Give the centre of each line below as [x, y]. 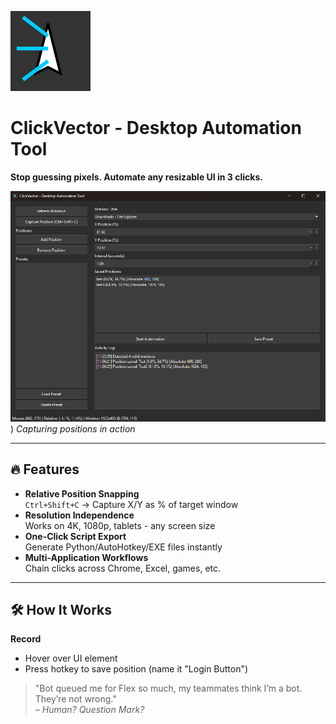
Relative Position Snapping [82, 493]
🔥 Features [45, 469]
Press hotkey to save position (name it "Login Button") [136, 669]
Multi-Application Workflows [86, 557]
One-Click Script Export [75, 536]
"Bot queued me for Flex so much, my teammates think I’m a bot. [168, 688]
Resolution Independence [79, 515]
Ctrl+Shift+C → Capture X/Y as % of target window [131, 504]
